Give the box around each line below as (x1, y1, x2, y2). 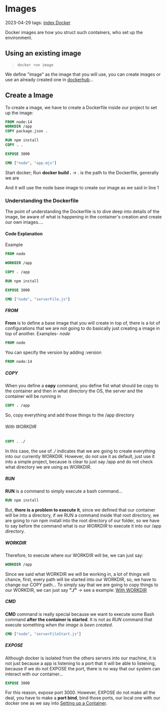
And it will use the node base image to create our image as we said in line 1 (5, 184, 159, 190)
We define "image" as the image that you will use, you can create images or (5, 71, 161, 77)
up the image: (5, 110, 34, 116)
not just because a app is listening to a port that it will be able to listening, (5, 660, 156, 666)
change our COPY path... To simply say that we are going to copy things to (5, 582, 159, 588)
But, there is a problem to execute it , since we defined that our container (5, 507, 156, 513)
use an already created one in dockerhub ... (5, 76, 94, 83)
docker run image (17, 62, 54, 68)
